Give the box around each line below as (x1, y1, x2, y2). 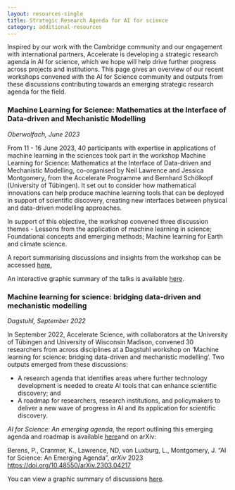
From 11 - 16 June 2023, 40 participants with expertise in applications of (7, 144, 216, 152)
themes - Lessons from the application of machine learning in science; (7, 225, 212, 233)
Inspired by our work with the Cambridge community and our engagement (7, 43, 223, 51)
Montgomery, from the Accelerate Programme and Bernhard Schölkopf (7, 173, 213, 182)
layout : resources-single (7, 10, 83, 18)
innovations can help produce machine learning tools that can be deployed (7, 188, 224, 197)
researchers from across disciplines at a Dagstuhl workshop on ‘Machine (7, 345, 220, 353)
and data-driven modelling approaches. (7, 203, 122, 212)
